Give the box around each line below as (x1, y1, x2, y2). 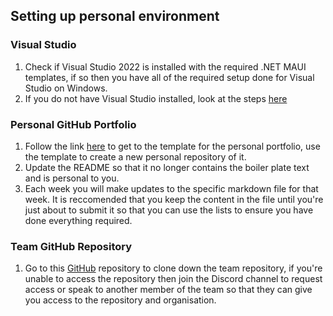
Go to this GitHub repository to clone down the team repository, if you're (24, 262, 323, 274)
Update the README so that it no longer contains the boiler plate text (24, 161, 310, 173)
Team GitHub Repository (10, 239, 133, 253)
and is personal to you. (24, 172, 120, 184)
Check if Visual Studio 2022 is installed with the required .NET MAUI (24, 60, 307, 73)
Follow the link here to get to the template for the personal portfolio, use (24, 140, 321, 152)
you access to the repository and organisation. (24, 294, 217, 306)
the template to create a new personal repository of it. (24, 150, 247, 163)
